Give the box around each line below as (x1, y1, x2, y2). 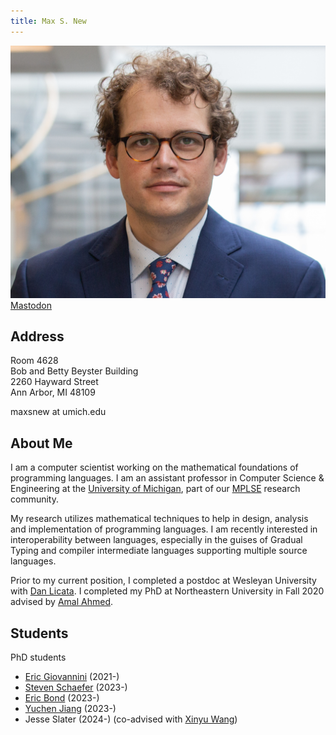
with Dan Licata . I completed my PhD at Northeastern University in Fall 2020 (10, 585, 325, 597)
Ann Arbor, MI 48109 (10, 386, 96, 399)
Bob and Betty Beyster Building (10, 365, 139, 377)
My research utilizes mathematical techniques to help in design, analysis (10, 513, 309, 525)
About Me (10, 435, 73, 452)
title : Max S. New (10, 16, 87, 26)
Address (10, 328, 65, 345)
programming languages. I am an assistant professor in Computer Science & (10, 472, 325, 484)
